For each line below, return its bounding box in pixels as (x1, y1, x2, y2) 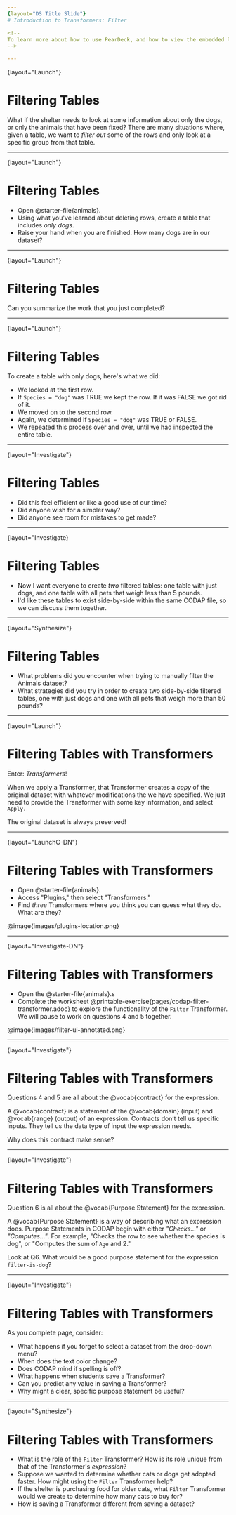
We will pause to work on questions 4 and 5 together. (17, 1012, 172, 1020)
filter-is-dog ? (7, 1261, 52, 1269)
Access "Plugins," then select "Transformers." (17, 893, 151, 901)
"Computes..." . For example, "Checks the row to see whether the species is (7, 1232, 225, 1241)
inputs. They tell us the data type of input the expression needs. (7, 1122, 192, 1130)
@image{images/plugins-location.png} (7, 921, 119, 930)
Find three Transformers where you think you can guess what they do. (17, 900, 221, 909)
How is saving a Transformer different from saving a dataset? (17, 1500, 195, 1508)
